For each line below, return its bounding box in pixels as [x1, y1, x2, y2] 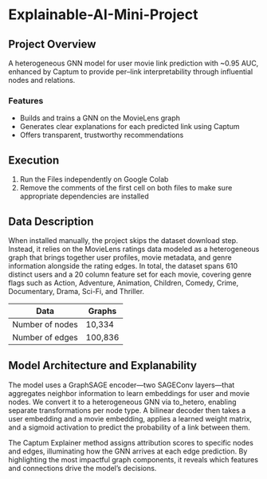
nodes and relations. [8, 76, 76, 84]
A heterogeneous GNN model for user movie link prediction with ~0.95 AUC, [8, 58, 259, 68]
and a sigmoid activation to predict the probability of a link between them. [8, 422, 250, 432]
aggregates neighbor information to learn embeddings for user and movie [8, 388, 250, 398]
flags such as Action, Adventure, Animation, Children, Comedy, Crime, [8, 277, 239, 288]
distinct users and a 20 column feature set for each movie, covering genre [8, 269, 253, 279]
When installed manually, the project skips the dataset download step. [8, 235, 238, 245]
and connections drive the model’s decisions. [8, 463, 157, 473]
